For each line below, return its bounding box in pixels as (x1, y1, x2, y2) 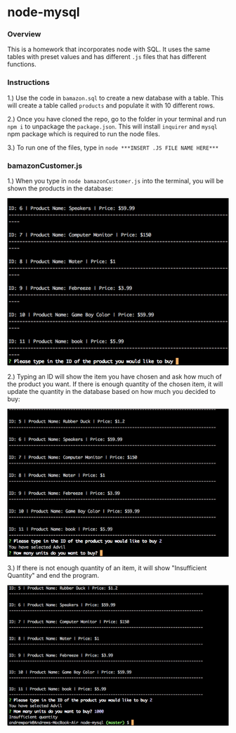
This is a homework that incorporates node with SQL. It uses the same (7, 45, 211, 53)
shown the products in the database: (7, 184, 114, 193)
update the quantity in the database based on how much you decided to (7, 387, 216, 395)
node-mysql (7, 4, 80, 20)
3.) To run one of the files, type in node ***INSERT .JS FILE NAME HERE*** (7, 143, 219, 152)
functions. (7, 60, 37, 69)
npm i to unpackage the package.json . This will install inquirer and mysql (7, 122, 218, 131)
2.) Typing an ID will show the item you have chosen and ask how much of (7, 372, 223, 381)
